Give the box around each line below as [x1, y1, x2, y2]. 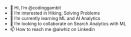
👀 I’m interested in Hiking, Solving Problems [9, 10, 100, 16]
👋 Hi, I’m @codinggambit [9, 5, 61, 10]
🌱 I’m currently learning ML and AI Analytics [9, 15, 100, 21]
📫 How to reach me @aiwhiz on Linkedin [9, 26, 95, 32]
